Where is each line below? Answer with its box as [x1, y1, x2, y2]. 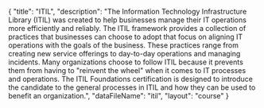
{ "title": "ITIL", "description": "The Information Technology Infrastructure [8, 7, 247, 16]
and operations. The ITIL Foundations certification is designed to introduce [8, 75, 253, 83]
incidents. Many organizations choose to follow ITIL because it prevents [8, 57, 244, 67]
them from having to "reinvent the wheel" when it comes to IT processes [8, 66, 247, 75]
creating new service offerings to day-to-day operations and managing [8, 49, 241, 58]
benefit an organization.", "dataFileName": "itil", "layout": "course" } [8, 91, 229, 100]
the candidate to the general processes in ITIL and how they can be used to [8, 83, 256, 92]
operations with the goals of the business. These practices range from [8, 40, 239, 50]
